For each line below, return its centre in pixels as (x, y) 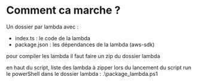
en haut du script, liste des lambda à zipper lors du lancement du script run (99, 67)
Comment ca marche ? (63, 10)
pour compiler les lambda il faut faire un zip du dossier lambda (83, 56)
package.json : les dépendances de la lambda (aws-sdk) (85, 44)
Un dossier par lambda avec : (43, 27)
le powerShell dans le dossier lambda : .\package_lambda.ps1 (82, 74)
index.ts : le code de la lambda (53, 38)
